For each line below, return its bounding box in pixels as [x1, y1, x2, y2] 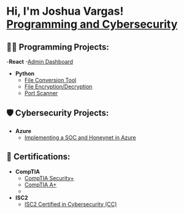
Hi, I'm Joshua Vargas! [6, 4, 124, 18]
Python [15, 70, 35, 77]
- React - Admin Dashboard [6, 58, 74, 65]
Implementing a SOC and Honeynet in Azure [24, 134, 136, 141]
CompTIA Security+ [24, 174, 74, 182]
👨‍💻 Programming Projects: [6, 42, 109, 52]
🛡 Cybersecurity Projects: [6, 108, 109, 118]
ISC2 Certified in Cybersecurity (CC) [24, 201, 117, 208]
